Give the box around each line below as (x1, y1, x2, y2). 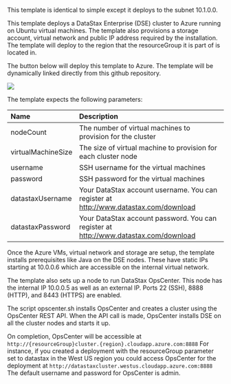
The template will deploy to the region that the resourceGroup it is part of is (7, 41, 221, 49)
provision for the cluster (78, 132, 156, 141)
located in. (7, 48, 37, 56)
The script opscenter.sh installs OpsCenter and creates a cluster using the (7, 304, 218, 312)
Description (78, 111, 118, 121)
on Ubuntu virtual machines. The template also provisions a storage (7, 27, 199, 34)
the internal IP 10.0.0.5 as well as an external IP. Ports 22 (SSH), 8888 (7, 284, 204, 292)
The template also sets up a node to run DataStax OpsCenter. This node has (7, 277, 223, 284)
